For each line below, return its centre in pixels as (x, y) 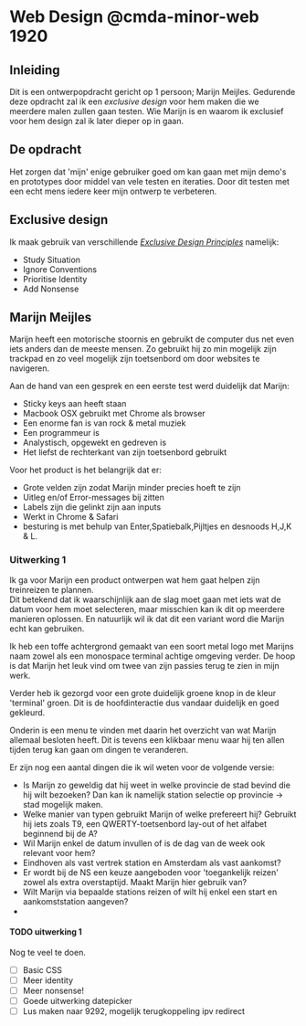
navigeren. (30, 368)
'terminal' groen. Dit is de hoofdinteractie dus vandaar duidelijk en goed (144, 703)
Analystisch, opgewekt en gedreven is (95, 443)
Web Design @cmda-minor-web (134, 17)
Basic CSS (42, 969)
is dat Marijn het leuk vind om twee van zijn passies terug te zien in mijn (145, 665)
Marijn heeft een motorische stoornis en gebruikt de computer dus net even (152, 339)
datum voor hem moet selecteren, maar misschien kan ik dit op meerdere (147, 608)
